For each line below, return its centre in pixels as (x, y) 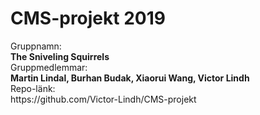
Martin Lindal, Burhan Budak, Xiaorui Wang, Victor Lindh (130, 78)
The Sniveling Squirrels (60, 56)
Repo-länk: (33, 88)
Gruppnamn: (36, 46)
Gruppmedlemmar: (49, 67)
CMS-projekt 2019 (88, 18)
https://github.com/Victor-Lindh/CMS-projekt (103, 99)
